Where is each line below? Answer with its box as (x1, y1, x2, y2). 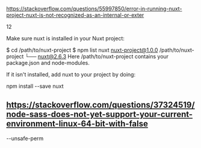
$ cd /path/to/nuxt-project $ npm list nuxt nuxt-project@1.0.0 (6, 46, 158, 54)
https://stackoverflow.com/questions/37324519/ (6, 100, 195, 110)
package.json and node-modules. (6, 60, 90, 66)
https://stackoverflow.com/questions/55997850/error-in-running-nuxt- (6, 5, 182, 12)
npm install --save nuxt (6, 82, 64, 90)
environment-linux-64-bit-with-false (6, 119, 149, 129)
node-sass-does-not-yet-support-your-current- (6, 109, 193, 120)
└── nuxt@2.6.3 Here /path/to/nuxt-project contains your (25, 53, 169, 60)
